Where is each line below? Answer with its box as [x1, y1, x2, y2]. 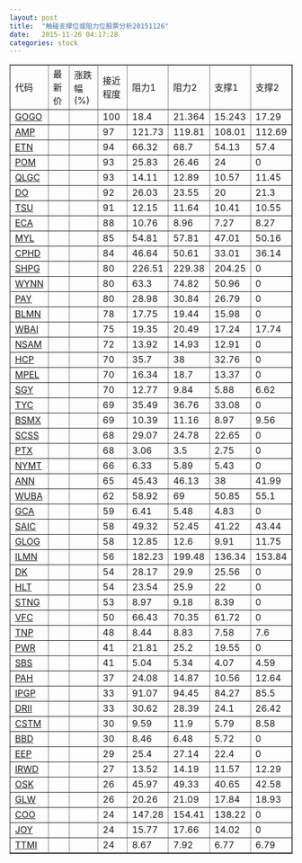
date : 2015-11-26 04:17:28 [9, 30, 119, 39]
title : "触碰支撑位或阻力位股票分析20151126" [9, 22, 169, 31]
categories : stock [9, 38, 78, 48]
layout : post [9, 13, 58, 22]
